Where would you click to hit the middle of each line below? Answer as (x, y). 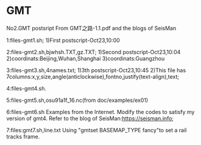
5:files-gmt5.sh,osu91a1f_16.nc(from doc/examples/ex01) (77, 100)
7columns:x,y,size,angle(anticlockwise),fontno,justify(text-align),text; (93, 76)
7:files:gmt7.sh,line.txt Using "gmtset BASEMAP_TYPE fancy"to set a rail (97, 130)
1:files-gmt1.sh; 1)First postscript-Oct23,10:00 (63, 40)
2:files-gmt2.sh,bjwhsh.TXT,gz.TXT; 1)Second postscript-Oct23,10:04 (93, 52)
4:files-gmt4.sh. (26, 88)
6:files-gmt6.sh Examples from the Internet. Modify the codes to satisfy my (100, 112)
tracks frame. (23, 137)
